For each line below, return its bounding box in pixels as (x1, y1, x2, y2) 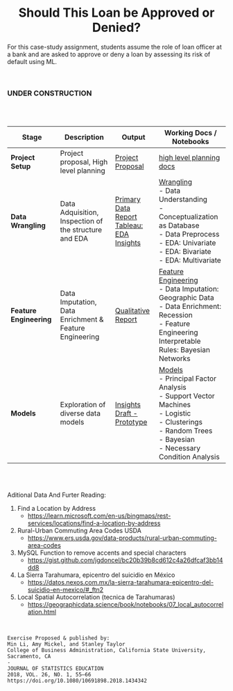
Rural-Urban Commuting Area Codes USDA (17, 527, 142, 535)
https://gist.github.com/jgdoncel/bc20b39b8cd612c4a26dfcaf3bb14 (27, 556, 223, 564)
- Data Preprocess (158, 230, 220, 239)
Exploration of (60, 400, 106, 410)
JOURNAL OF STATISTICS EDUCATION (7, 665, 104, 672)
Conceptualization (158, 212, 218, 222)
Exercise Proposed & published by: (7, 635, 110, 642)
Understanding (158, 195, 208, 205)
